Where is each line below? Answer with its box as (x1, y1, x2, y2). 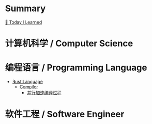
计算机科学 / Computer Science (5, 38, 133, 49)
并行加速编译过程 (26, 90, 62, 96)
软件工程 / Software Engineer (5, 109, 125, 120)
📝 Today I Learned (5, 19, 42, 25)
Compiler (19, 84, 38, 90)
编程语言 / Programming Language (5, 62, 147, 74)
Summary (5, 3, 46, 14)
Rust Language (12, 79, 43, 85)
